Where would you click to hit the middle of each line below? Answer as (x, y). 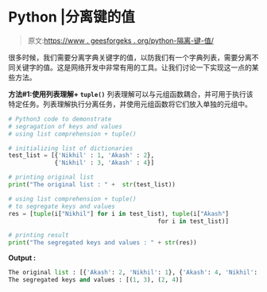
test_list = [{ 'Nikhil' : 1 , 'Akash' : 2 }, (81, 156)
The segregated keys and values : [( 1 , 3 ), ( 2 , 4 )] (95, 280)
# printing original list (51, 177)
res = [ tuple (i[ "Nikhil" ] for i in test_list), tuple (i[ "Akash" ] (118, 213)
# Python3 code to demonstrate (60, 119)
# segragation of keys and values (66, 126)
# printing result (39, 236)
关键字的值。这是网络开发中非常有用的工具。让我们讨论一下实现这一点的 (133, 67)
